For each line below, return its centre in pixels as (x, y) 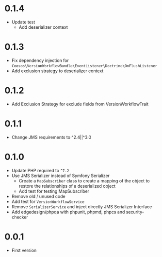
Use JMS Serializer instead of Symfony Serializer (61, 176)
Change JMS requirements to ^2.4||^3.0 (51, 137)
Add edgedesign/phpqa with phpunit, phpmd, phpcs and (68, 212)
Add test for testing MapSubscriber (54, 191)
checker (20, 217)
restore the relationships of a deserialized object (67, 186)
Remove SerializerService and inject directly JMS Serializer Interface (82, 207)
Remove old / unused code (39, 196)
